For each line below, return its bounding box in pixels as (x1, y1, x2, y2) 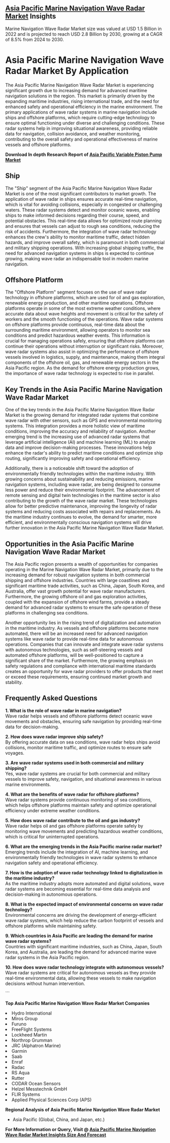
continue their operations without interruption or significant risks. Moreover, (5, 343, 164, 350)
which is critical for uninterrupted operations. (5, 833, 100, 840)
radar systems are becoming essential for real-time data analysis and (5, 886, 150, 892)
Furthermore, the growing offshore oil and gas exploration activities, (5, 594, 148, 599)
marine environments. (5, 781, 51, 787)
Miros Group (12, 1015, 38, 1021)
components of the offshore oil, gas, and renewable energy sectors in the (5, 359, 159, 366)
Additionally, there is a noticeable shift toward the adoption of (5, 465, 134, 471)
